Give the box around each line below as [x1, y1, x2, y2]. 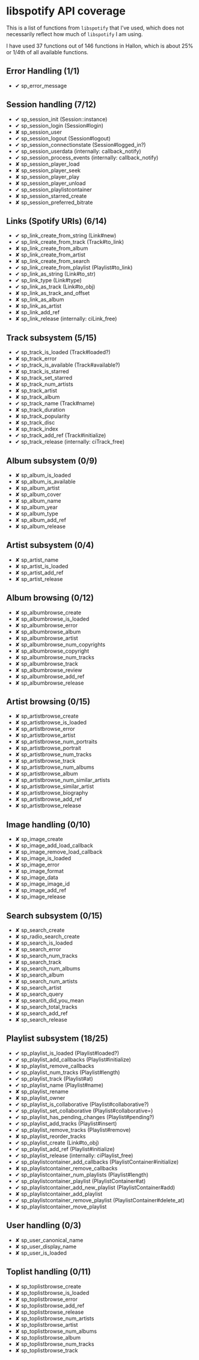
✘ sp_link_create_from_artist [14, 251, 86, 258]
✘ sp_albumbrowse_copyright [14, 647, 90, 654]
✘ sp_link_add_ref [14, 309, 60, 316]
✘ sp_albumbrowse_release [14, 679, 84, 686]
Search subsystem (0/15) [6, 910, 103, 921]
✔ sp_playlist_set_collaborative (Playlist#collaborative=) [14, 1107, 153, 1114]
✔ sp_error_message [14, 82, 67, 89]
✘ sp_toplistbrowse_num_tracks [14, 1340, 94, 1347]
